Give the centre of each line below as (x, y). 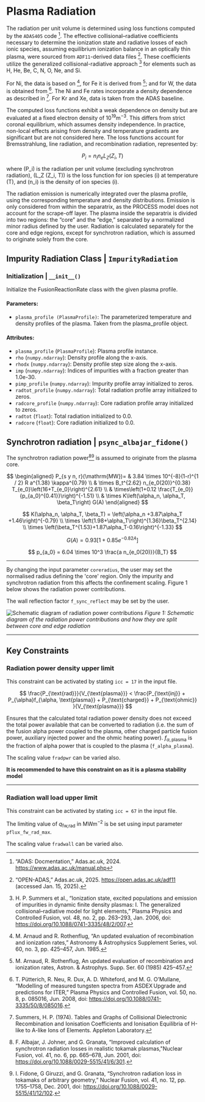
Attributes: (20, 338)
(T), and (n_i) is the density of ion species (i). (63, 182)
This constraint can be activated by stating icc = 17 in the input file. (92, 682)
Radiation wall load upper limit (52, 798)
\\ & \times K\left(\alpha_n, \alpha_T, (141, 496)
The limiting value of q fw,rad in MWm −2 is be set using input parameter (95, 824)
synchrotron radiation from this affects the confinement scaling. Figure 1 (97, 583)
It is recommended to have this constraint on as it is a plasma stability (96, 769)
